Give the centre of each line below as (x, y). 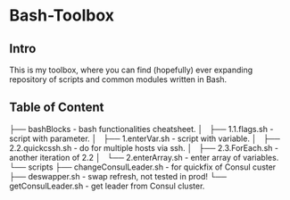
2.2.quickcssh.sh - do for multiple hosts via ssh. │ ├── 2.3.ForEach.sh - (144, 147)
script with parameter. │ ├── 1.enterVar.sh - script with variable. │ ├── (145, 138)
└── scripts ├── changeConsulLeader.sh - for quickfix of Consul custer (143, 167)
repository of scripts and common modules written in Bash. (118, 79)
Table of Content (57, 108)
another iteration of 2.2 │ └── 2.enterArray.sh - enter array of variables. (144, 157)
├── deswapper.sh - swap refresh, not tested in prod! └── (118, 176)
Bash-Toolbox (62, 16)
